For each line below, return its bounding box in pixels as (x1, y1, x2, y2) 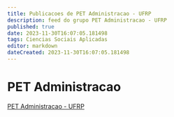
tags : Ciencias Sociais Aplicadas (7, 36, 108, 43)
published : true (7, 23, 55, 30)
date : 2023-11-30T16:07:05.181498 (7, 29, 108, 37)
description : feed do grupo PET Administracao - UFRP (7, 17, 168, 24)
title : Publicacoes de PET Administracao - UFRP (7, 10, 152, 17)
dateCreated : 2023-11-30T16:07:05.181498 (7, 49, 130, 56)
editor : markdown (7, 42, 58, 49)
